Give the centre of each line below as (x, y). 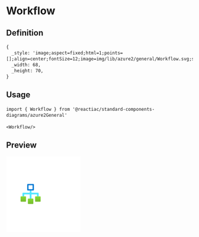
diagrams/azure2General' (37, 115)
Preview (22, 145)
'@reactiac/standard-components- (113, 109)
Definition (25, 33)
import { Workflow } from (38, 109)
